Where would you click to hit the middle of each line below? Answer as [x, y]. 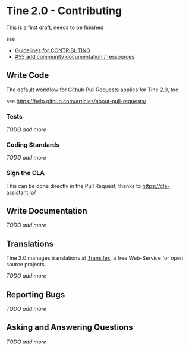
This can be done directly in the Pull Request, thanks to [74, 186]
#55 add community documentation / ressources [75, 56]
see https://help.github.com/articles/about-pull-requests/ [76, 101]
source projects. [26, 265]
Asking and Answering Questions [70, 327]
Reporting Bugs [36, 295]
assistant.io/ [21, 192]
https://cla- [156, 186]
